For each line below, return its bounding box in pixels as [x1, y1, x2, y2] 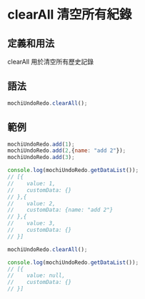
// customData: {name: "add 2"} [7, 206, 114, 214]
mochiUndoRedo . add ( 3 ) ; [7, 154, 75, 161]
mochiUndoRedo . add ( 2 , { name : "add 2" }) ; [7, 147, 126, 154]
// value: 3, [7, 220, 56, 227]
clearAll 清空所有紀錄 [7, 6, 132, 23]
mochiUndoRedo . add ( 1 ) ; [7, 141, 75, 148]
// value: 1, [7, 180, 56, 187]
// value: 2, [7, 200, 56, 207]
